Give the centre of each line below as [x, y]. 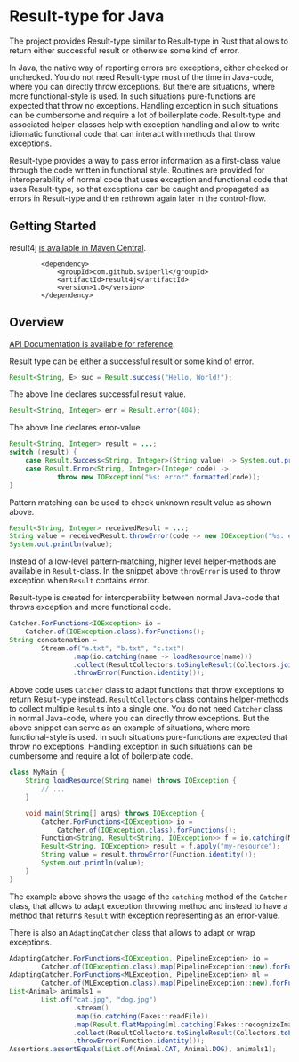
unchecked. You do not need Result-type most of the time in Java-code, [141, 76]
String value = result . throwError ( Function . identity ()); [149, 855]
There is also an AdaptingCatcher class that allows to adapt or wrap [132, 932]
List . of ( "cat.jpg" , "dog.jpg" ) [99, 1000]
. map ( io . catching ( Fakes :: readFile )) [141, 1016]
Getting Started [53, 226]
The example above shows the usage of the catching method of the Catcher [148, 897]
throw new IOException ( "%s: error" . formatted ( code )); [158, 477]
